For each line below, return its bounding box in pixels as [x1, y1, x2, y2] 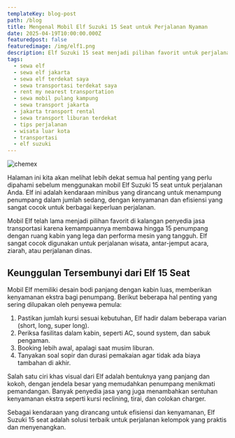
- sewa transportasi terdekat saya [13, 82, 117, 89]
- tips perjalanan [13, 121, 68, 128]
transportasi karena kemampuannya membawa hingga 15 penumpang [7, 224, 208, 233]
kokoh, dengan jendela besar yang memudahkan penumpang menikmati [7, 379, 215, 388]
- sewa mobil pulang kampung [13, 95, 99, 102]
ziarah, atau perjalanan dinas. [7, 247, 92, 255]
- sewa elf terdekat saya [13, 75, 90, 83]
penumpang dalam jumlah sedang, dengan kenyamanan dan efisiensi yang [7, 196, 223, 204]
